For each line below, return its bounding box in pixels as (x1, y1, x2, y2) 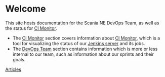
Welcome (5, 3, 46, 15)
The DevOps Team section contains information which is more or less (12, 46, 158, 52)
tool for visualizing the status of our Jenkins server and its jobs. (12, 40, 145, 46)
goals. (12, 56, 26, 62)
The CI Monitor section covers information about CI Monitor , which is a (12, 35, 160, 41)
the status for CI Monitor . (5, 25, 57, 31)
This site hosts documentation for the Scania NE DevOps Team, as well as (5, 20, 159, 26)
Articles (5, 66, 22, 72)
